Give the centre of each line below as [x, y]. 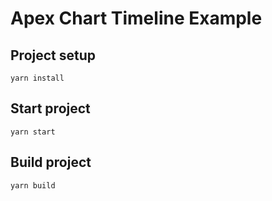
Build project [51, 162]
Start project [50, 108]
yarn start [33, 132]
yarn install [37, 78]
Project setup [53, 55]
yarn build [33, 185]
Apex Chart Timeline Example [136, 18]
